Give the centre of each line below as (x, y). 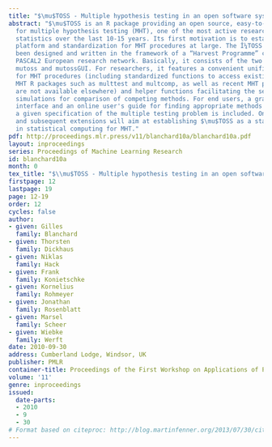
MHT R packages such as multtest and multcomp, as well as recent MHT (137, 83)
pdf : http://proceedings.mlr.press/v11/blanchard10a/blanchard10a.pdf (130, 136)
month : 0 (23, 167)
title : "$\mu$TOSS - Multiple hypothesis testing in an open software (130, 16)
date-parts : (36, 400)
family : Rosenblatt (49, 309)
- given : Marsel (36, 317)
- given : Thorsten (39, 242)
